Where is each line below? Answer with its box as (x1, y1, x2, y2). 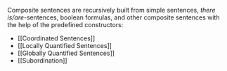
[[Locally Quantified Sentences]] (17, 42, 112, 49)
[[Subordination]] (17, 56, 68, 65)
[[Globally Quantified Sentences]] (17, 49, 115, 57)
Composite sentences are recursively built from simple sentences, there (7, 6, 216, 14)
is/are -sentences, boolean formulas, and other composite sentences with (7, 13, 220, 22)
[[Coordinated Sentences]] (17, 34, 96, 42)
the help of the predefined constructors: (7, 21, 124, 29)
